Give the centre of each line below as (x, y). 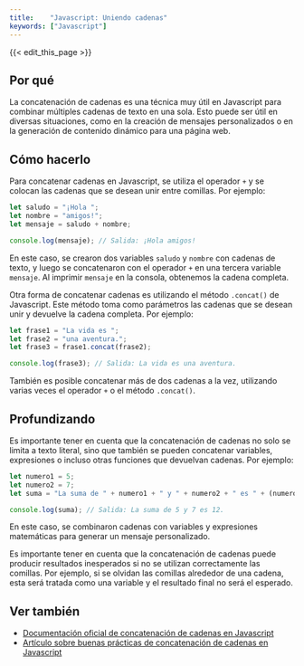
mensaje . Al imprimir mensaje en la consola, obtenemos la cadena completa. (149, 277)
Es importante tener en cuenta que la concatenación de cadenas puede (143, 554)
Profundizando (52, 419)
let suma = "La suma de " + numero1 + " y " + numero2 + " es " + (137, 493)
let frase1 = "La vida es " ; (64, 330)
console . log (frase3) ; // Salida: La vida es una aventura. (123, 364)
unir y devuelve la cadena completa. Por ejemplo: (101, 314)
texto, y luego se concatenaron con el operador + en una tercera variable (145, 267)
